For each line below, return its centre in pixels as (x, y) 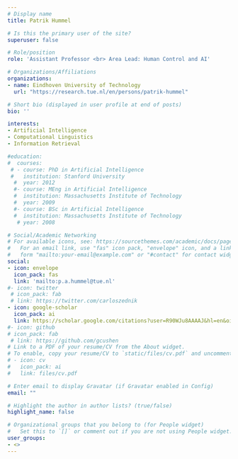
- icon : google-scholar (42, 308)
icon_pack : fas (36, 274)
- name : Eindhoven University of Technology (74, 85)
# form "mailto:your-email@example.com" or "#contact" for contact (112, 255)
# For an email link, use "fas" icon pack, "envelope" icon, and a (112, 249)
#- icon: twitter (33, 288)
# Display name (30, 14)
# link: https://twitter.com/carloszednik (74, 301)
